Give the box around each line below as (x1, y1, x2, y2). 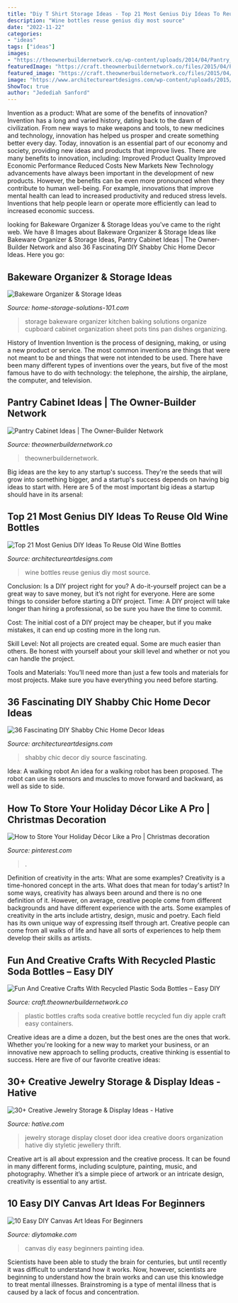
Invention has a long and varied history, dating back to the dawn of (7, 116, 203, 125)
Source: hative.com (7, 1120, 64, 1128)
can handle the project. (7, 654, 75, 663)
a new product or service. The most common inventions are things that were (7, 346, 230, 354)
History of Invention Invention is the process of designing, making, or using (7, 338, 227, 347)
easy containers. (24, 1019, 74, 1028)
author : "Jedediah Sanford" (7, 89, 91, 96)
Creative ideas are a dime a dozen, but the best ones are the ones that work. (7, 1033, 231, 1041)
